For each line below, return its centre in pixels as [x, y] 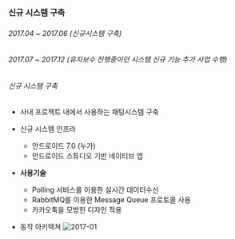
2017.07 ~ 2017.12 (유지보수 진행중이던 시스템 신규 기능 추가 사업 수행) [118, 60]
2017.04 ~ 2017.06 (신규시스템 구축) [65, 33]
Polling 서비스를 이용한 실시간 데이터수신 [95, 190]
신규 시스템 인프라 [48, 129]
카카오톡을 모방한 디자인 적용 [77, 210]
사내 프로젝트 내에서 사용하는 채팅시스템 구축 [90, 112]
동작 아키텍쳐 [40, 227]
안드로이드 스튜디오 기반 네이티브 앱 [88, 156]
